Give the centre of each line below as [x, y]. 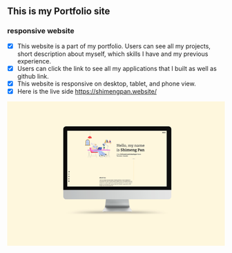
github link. [33, 76]
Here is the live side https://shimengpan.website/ [87, 91]
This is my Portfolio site [59, 11]
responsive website [41, 31]
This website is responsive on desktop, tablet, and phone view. [106, 83]
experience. [34, 61]
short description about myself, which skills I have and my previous [113, 54]
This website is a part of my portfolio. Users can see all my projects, [114, 46]
